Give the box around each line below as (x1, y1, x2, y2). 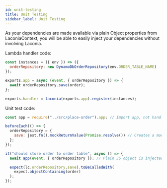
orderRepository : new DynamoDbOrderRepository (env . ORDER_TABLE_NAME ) (9, 64, 157, 69)
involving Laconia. (5, 41, 42, 47)
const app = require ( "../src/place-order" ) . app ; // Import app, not (5, 115, 150, 120)
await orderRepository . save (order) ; (9, 82, 85, 87)
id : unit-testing (5, 7, 41, 12)
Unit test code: (5, 105, 36, 111)
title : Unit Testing (5, 12, 48, 17)
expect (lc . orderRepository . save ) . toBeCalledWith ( (9, 165, 114, 170)
